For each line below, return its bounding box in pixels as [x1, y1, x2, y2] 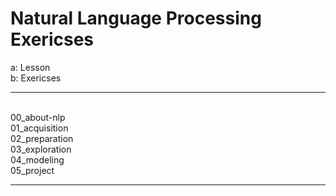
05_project [10, 164, 55, 176]
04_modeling [10, 153, 65, 166]
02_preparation [10, 132, 74, 144]
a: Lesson [10, 61, 51, 73]
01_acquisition [10, 122, 69, 134]
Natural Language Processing [10, 7, 262, 30]
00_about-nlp [10, 111, 66, 123]
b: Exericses [10, 72, 62, 84]
